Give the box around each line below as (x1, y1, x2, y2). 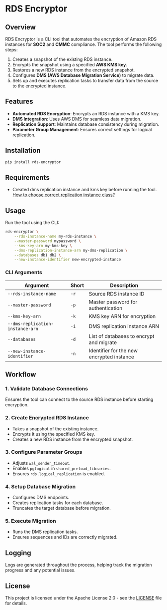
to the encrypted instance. (12, 83, 67, 89)
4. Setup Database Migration (5, 483, 76, 490)
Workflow (5, 370, 36, 378)
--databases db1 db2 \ (14, 253, 61, 258)
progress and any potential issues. (5, 567, 76, 573)
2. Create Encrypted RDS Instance (5, 414, 89, 421)
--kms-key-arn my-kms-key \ (14, 243, 72, 248)
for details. (5, 600, 27, 607)
